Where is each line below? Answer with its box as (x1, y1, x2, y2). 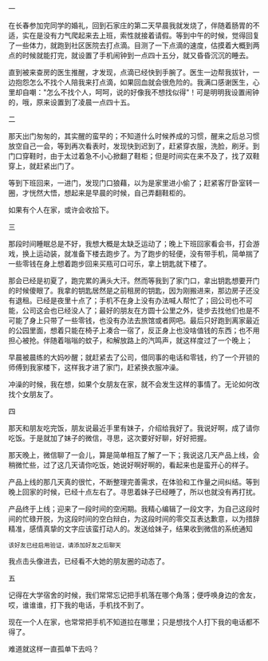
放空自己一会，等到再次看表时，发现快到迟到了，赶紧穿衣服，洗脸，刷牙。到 (8, 141, 260, 151)
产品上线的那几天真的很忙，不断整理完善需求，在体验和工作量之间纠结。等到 (8, 478, 260, 486)
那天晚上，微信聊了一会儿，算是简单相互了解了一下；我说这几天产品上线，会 (8, 451, 260, 459)
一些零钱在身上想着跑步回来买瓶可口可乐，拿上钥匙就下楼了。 (8, 259, 211, 268)
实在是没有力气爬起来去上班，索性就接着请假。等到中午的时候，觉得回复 (22, 31, 260, 40)
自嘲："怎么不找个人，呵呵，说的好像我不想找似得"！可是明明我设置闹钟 (22, 88, 260, 96)
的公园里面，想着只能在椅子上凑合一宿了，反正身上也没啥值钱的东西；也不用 (8, 326, 260, 335)
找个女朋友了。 (8, 390, 57, 399)
